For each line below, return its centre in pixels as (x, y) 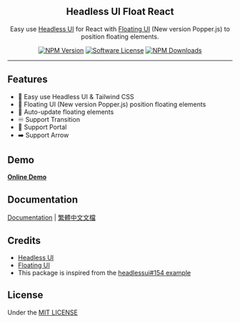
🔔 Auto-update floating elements (66, 112)
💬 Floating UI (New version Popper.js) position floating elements (112, 104)
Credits (24, 241)
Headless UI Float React (120, 12)
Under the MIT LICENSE (43, 312)
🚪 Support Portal (42, 127)
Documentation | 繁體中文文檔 (52, 217)
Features (27, 80)
